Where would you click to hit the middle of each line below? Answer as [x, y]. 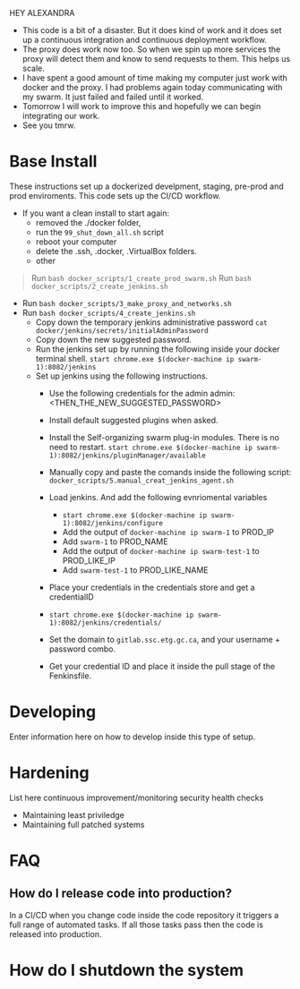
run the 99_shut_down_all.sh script [99, 232]
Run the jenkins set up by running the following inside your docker [158, 349]
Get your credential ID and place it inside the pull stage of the [162, 666]
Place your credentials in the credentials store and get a [152, 587]
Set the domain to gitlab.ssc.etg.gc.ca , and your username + [164, 639]
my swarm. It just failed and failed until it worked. [113, 97]
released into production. [56, 934]
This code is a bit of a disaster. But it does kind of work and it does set [152, 30]
